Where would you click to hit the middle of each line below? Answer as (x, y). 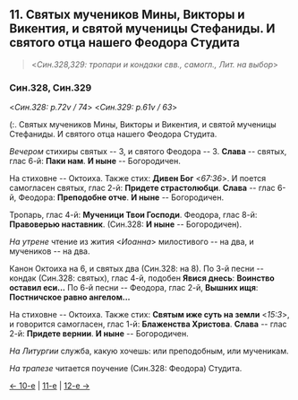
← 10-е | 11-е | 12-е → (50, 386)
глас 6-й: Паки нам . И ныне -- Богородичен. (95, 161)
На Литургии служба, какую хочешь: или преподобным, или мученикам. (149, 351)
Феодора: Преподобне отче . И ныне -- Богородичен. (121, 197)
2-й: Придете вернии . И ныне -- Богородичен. (99, 334)
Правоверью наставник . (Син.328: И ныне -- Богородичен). (126, 224)
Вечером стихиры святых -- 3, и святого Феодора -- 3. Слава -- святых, (148, 152)
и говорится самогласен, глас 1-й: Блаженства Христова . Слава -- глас (149, 324)
